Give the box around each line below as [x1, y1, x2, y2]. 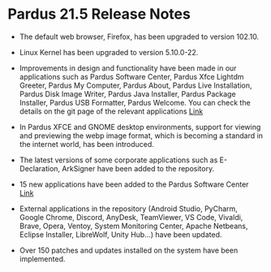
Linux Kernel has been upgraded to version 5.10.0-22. [19, 47, 199, 57]
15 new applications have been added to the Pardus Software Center [19, 179, 249, 189]
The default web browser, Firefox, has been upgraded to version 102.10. [19, 32, 260, 41]
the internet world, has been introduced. [19, 139, 155, 149]
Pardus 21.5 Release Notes [7, 5, 191, 24]
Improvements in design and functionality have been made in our [19, 63, 237, 73]
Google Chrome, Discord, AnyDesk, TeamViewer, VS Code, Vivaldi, [19, 212, 243, 222]
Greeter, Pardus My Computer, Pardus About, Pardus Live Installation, [19, 80, 252, 90]
